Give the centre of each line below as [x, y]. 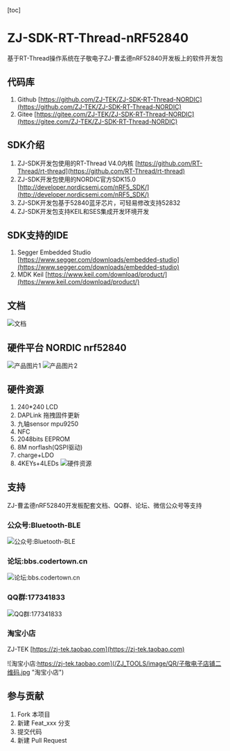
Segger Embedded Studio [54, 252]
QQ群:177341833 [36, 597]
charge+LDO [35, 455]
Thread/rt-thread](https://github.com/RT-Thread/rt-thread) [101, 171]
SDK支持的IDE [38, 235]
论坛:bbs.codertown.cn [47, 561]
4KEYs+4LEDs [38, 463]
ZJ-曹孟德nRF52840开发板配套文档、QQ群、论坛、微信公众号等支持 [105, 505]
